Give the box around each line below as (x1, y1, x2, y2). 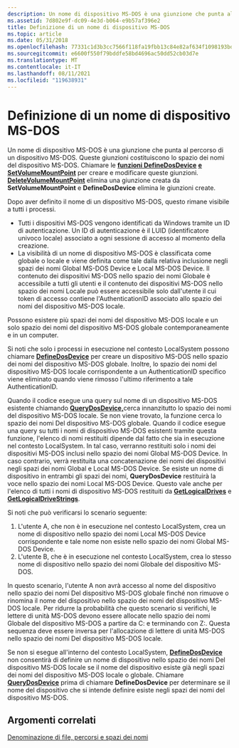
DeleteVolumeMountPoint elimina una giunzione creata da (7, 176, 180, 185)
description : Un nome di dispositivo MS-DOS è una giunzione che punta (7, 10, 224, 18)
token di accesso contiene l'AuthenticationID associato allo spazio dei (17, 295, 223, 303)
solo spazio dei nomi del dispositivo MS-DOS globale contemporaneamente (7, 323, 229, 332)
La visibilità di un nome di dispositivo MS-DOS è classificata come (17, 249, 212, 258)
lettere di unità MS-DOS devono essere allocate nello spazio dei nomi (7, 611, 211, 620)
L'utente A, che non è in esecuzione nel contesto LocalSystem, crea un (17, 522, 226, 531)
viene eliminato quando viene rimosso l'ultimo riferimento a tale (7, 375, 193, 384)
